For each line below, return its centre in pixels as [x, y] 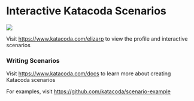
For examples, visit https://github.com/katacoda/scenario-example [88, 91]
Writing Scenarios [33, 60]
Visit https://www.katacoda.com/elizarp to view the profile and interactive [97, 39]
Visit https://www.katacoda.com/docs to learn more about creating [89, 74]
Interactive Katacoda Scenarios [86, 11]
